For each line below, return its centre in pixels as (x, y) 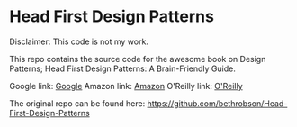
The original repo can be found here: (77, 103)
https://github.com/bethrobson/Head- (217, 103)
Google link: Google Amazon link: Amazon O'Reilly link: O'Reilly (126, 86)
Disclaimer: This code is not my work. (79, 41)
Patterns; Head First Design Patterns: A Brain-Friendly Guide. (122, 68)
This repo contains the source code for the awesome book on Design (138, 59)
